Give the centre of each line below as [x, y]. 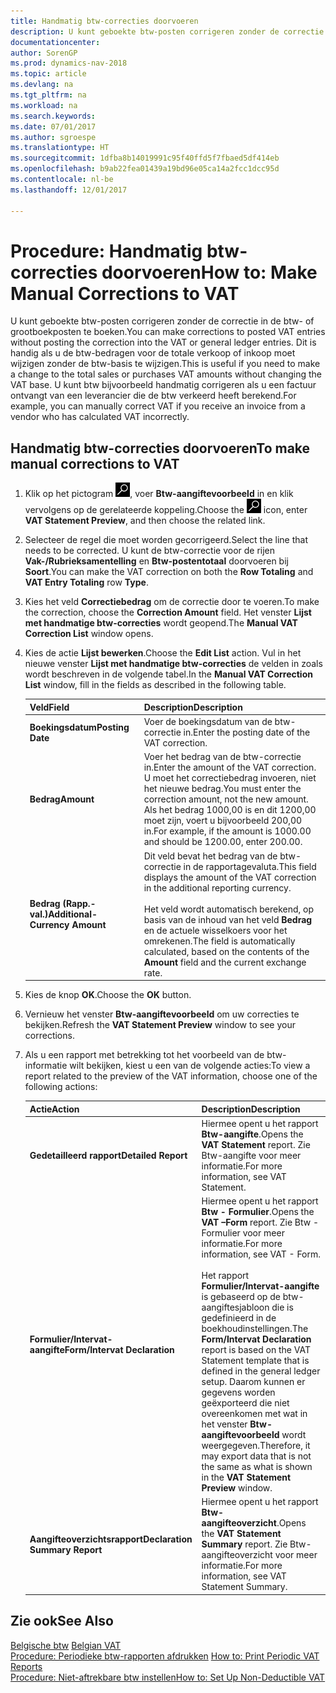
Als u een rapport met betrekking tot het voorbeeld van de [144, 1054]
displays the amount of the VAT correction [230, 877]
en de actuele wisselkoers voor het [215, 930]
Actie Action [54, 1109]
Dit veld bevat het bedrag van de [210, 856]
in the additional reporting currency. [217, 887]
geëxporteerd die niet [245, 1403]
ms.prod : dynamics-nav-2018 [69, 63]
